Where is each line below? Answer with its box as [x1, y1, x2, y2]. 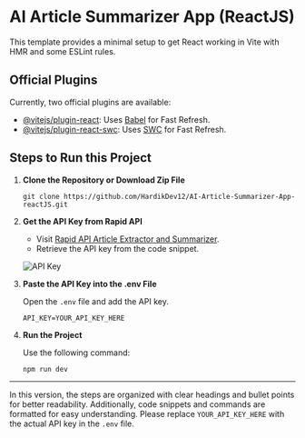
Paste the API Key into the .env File [22, 278, 157, 289]
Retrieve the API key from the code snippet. [35, 243, 200, 254]
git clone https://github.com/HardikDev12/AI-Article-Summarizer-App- [22, 192, 296, 201]
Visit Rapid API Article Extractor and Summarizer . [35, 234, 220, 244]
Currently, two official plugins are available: [9, 96, 172, 107]
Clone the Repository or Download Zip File [22, 174, 185, 185]
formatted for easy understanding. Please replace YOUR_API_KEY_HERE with [9, 408, 285, 419]
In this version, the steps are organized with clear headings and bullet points [9, 389, 295, 400]
